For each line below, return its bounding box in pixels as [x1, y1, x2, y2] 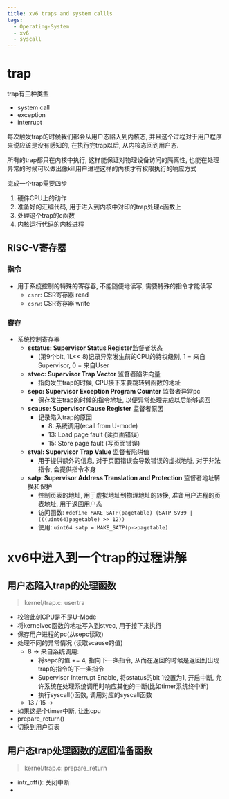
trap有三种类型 [7, 89, 50, 98]
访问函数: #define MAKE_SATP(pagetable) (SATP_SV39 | [37, 509, 193, 517]
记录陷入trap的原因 [37, 413, 92, 421]
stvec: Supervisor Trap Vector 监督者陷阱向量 [27, 370, 161, 378]
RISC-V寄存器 [7, 242, 67, 254]
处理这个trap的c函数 [17, 211, 75, 220]
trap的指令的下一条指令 [37, 665, 104, 673]
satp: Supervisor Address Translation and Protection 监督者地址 [27, 474, 214, 482]
